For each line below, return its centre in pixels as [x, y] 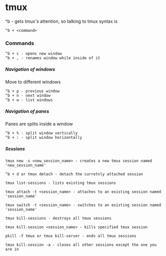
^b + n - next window [28, 96]
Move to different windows [33, 82]
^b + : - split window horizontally [44, 138]
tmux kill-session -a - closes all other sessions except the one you [81, 245]
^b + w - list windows [29, 100]
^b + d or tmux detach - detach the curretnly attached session [74, 174]
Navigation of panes [27, 111]
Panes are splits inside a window [39, 124]
